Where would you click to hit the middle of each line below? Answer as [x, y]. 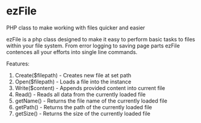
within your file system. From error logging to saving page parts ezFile [93, 46]
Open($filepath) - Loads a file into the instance [73, 82]
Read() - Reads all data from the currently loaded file [80, 94]
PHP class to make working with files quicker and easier [76, 28]
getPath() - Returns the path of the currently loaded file [83, 107]
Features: [18, 64]
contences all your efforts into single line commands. [72, 52]
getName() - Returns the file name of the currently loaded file [91, 101]
